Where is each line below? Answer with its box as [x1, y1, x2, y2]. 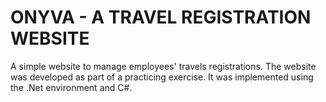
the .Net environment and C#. [10, 81, 133, 93]
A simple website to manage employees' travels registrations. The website [10, 60, 317, 72]
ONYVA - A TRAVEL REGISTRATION [10, 6, 312, 29]
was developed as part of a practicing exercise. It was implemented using [10, 71, 314, 83]
